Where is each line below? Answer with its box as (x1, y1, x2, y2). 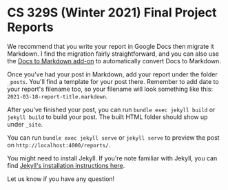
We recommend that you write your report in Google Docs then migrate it (7, 42, 214, 50)
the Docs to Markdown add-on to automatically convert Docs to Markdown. (7, 56, 222, 65)
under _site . (7, 120, 43, 128)
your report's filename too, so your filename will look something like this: (7, 85, 214, 93)
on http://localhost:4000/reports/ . (7, 140, 111, 149)
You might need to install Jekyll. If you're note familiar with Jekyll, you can (7, 154, 218, 162)
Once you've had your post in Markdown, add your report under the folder (7, 70, 218, 78)
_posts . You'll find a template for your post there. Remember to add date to (7, 77, 219, 85)
